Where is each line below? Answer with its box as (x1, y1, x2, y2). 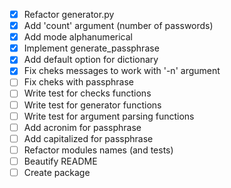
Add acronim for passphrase (23, 121, 142, 133)
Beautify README (23, 155, 98, 167)
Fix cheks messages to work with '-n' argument (23, 65, 221, 77)
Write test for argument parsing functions (23, 110, 195, 122)
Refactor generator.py (23, 9, 115, 20)
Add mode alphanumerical (23, 31, 133, 43)
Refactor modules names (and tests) (23, 144, 174, 156)
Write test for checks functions (23, 87, 152, 99)
